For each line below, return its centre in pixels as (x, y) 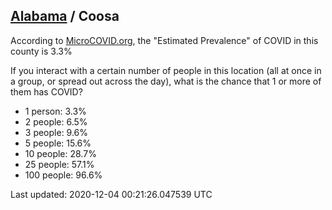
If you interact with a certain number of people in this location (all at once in (166, 70)
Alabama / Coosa (65, 16)
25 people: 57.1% (59, 164)
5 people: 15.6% (58, 143)
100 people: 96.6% (63, 175)
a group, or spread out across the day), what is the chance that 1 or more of (166, 81)
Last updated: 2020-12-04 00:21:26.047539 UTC (111, 194)
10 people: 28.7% (60, 153)
